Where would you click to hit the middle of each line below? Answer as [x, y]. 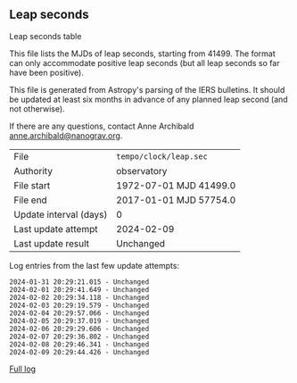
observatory [141, 171]
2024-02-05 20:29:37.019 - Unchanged [79, 321]
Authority [33, 171]
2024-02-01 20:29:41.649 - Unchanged [79, 289]
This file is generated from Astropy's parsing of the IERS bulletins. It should [147, 89]
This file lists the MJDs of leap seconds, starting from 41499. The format [143, 54]
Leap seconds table [45, 36]
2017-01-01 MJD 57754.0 [176, 200]
